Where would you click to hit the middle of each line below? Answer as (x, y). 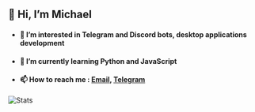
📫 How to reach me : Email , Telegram (82, 80)
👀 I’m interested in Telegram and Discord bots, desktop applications (133, 34)
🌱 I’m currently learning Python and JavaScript (98, 61)
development (42, 43)
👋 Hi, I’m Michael (50, 15)
